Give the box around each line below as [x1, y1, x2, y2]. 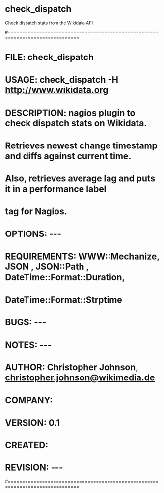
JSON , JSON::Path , [5, 261, 89, 272]
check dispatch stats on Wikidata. [5, 117, 147, 129]
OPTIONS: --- [5, 229, 61, 239]
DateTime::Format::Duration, [5, 272, 125, 283]
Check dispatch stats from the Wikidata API [5, 20, 93, 26]
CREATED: [5, 439, 48, 451]
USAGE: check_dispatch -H [5, 74, 119, 86]
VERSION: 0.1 [5, 417, 60, 428]
